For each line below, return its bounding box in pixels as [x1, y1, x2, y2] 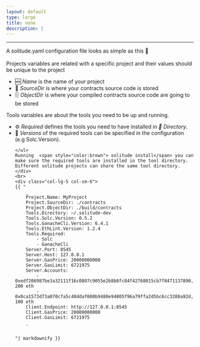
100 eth [14, 299, 34, 305]
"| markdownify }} [14, 336, 61, 342]
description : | [6, 25, 44, 32]
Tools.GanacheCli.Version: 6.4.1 [26, 220, 109, 227]
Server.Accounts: [26, 268, 68, 274]
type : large [6, 14, 36, 20]
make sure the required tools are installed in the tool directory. [14, 158, 189, 164]
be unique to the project [6, 66, 65, 73]
